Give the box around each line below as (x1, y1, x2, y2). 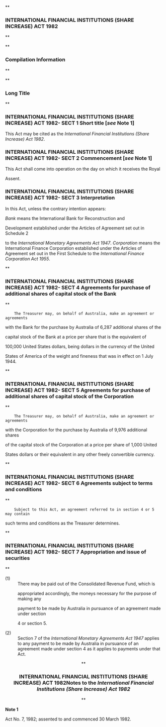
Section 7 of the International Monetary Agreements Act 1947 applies (17, 635, 160, 641)
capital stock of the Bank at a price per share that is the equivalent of (5, 334, 147, 340)
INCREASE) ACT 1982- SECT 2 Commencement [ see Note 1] (5, 155, 153, 162)
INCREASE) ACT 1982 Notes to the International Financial (13, 679, 154, 686)
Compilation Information (5, 56, 66, 63)
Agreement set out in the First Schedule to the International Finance (5, 250, 145, 256)
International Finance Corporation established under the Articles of (5, 245, 142, 251)
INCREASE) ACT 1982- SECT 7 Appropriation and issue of (5, 548, 147, 555)
